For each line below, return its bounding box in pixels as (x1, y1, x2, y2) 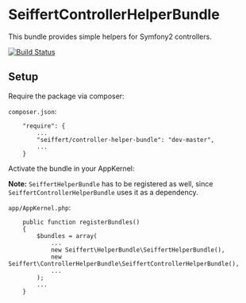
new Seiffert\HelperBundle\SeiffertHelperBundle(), (50, 246, 225, 254)
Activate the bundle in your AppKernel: (8, 163, 135, 173)
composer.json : (8, 106, 57, 116)
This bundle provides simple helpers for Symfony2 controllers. (8, 32, 212, 41)
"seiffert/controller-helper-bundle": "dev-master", (37, 136, 215, 144)
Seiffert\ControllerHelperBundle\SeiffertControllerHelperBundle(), (8, 259, 240, 267)
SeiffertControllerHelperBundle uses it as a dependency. (8, 187, 198, 197)
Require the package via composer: (8, 91, 125, 101)
